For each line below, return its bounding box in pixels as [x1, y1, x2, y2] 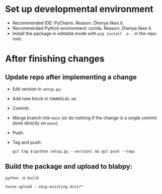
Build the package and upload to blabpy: [5, 162, 133, 171]
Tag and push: [12, 139, 42, 145]
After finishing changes [5, 53, 105, 65]
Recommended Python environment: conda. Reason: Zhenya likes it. [12, 25, 153, 31]
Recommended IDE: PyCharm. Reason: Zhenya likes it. [12, 20, 124, 26]
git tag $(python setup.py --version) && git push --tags [12, 149, 135, 154]
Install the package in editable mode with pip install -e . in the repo [12, 30, 157, 36]
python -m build [5, 175, 39, 181]
